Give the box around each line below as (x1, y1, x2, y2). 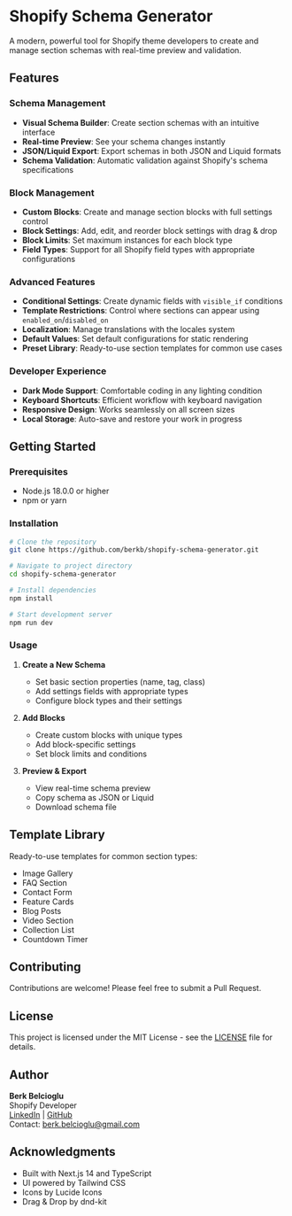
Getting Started (9, 438, 96, 453)
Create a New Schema (21, 659, 106, 670)
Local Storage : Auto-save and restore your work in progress (21, 414, 242, 424)
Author (9, 1067, 49, 1082)
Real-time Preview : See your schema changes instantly (21, 136, 226, 147)
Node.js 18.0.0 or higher (21, 485, 110, 497)
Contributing (9, 959, 81, 974)
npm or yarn (21, 495, 67, 506)
